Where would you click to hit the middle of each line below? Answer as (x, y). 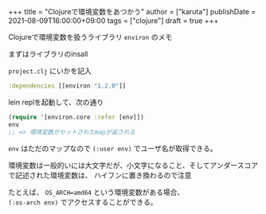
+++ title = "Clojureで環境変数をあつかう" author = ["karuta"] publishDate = (132, 12)
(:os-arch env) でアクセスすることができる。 (83, 202)
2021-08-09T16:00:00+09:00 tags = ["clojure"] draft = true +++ (113, 21)
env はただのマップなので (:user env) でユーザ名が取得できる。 (113, 148)
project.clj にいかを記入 (50, 71)
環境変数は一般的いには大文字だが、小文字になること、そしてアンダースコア (133, 165)
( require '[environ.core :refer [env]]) (76, 117)
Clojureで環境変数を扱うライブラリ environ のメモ (90, 37)
